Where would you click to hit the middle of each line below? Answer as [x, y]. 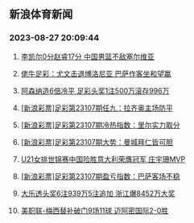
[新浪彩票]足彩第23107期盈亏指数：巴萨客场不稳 [100, 176]
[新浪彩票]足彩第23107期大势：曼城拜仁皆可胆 [97, 142]
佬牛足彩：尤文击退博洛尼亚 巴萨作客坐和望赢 [96, 73]
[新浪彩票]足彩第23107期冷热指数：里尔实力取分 [100, 125]
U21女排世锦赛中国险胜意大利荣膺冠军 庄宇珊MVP [103, 159]
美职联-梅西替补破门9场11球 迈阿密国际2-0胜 [95, 210]
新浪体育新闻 [41, 14]
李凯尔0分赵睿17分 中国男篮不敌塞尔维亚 [88, 56]
